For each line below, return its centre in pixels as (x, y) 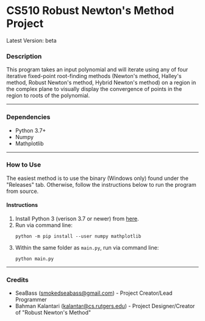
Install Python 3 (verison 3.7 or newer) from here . (77, 219)
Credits (17, 280)
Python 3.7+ (31, 130)
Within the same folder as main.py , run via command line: (87, 248)
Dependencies (28, 117)
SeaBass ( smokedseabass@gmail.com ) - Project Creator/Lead (94, 293)
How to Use (24, 165)
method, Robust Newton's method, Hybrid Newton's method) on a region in (101, 82)
